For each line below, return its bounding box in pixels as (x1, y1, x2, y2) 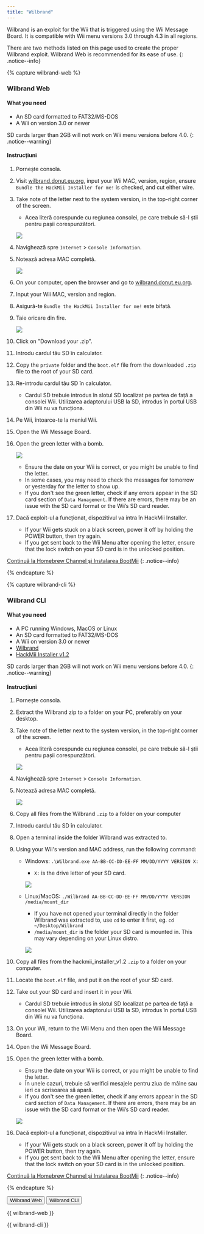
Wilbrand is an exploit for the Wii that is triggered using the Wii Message (7, 26, 188, 33)
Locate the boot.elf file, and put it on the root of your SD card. (15, 976, 174, 984)
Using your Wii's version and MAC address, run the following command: (15, 846, 197, 853)
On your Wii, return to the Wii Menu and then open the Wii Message (15, 1025, 186, 1032)
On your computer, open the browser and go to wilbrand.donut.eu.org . (15, 279, 192, 286)
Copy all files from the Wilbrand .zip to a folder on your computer (15, 810, 181, 818)
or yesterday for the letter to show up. (24, 482, 121, 490)
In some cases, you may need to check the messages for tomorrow (24, 476, 194, 483)
